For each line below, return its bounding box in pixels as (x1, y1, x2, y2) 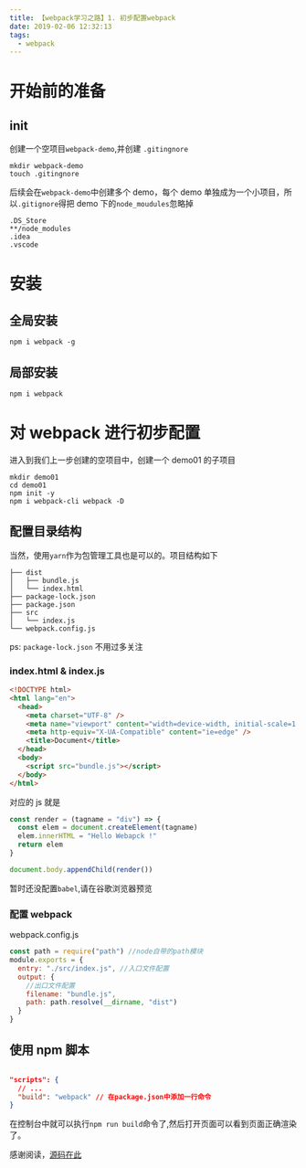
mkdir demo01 (9, 473, 59, 482)
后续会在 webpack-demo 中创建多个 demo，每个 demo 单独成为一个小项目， (9, 186, 285, 197)
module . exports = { (9, 956, 84, 965)
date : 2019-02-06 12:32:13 (9, 22, 112, 31)
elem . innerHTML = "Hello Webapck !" (17, 832, 157, 841)
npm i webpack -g (9, 337, 76, 347)
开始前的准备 (9, 81, 107, 101)
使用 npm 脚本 (9, 1043, 90, 1058)
